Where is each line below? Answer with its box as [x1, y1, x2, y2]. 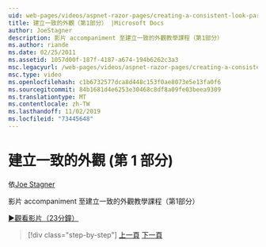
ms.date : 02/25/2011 [8, 48, 77, 56]
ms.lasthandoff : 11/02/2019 [8, 108, 101, 116]
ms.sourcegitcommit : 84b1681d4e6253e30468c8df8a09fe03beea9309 [8, 85, 222, 94]
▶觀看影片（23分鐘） [8, 213, 79, 222]
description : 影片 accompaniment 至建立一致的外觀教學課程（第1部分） [8, 33, 223, 42]
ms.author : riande [8, 41, 69, 49]
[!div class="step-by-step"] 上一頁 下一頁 [27, 230, 163, 239]
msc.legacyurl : [8, 64, 59, 71]
